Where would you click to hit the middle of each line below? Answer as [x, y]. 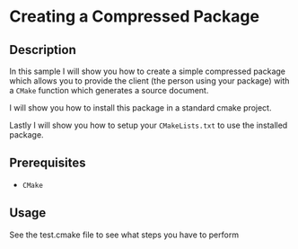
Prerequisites [48, 163]
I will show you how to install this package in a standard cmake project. [140, 108]
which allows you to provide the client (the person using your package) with [149, 81]
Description [43, 50]
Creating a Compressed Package [135, 17]
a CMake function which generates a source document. [109, 90]
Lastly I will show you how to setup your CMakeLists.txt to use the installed [149, 125]
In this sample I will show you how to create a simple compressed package [147, 71]
